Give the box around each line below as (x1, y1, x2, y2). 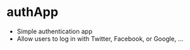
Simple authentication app (16, 27, 93, 35)
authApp (6, 4, 59, 20)
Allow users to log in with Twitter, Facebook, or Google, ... (16, 34, 184, 42)
